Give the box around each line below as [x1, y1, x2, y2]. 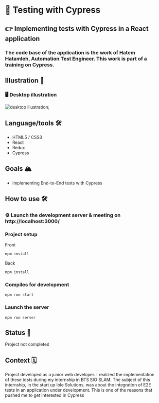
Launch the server [5, 304, 50, 311]
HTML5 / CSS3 [12, 134, 42, 140]
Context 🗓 [5, 356, 37, 364]
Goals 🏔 [5, 164, 32, 173]
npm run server [5, 315, 36, 320]
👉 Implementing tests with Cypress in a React [5, 24, 149, 33]
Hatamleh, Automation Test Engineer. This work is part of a [5, 55, 147, 62]
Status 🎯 [5, 328, 32, 337]
